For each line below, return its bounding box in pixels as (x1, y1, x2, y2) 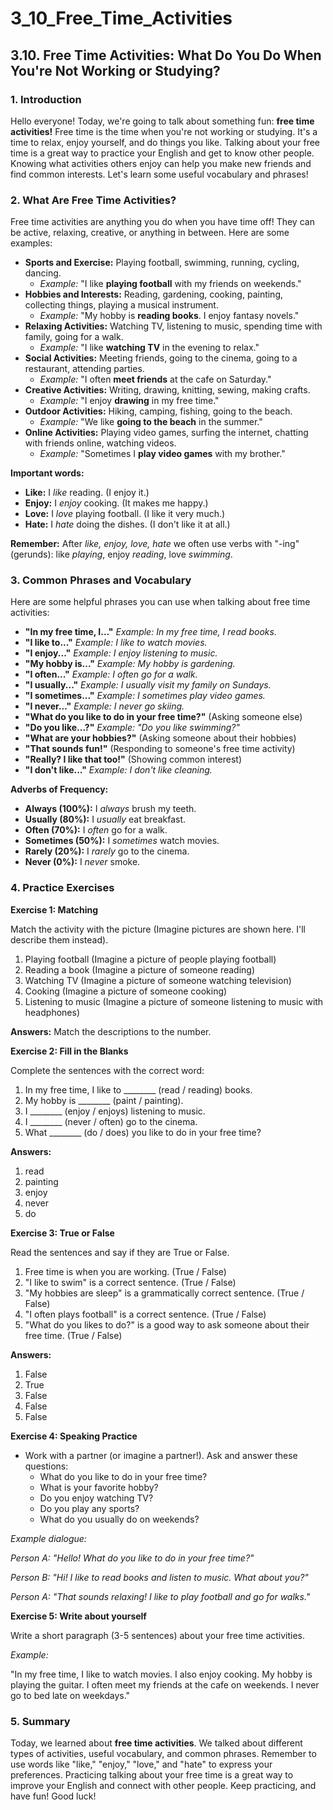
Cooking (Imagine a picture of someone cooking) (24, 985, 228, 997)
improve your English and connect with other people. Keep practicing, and (10, 1780, 317, 1792)
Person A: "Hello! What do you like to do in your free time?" (10, 1552, 255, 1564)
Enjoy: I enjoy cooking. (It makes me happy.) (24, 497, 209, 509)
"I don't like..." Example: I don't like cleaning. (24, 764, 213, 776)
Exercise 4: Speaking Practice (10, 1430, 138, 1442)
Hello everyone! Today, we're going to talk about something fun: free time (10, 115, 315, 127)
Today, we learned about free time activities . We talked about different (10, 1737, 303, 1749)
